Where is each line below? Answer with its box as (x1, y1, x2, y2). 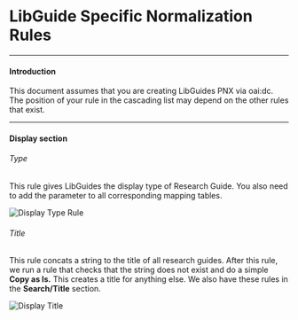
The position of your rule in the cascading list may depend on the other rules (9, 95, 289, 105)
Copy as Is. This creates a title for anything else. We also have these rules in (9, 274, 288, 285)
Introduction (9, 66, 56, 76)
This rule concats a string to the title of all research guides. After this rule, (9, 255, 278, 266)
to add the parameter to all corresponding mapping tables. (9, 190, 223, 200)
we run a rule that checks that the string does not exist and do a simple (9, 264, 269, 276)
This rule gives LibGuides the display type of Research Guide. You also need (9, 180, 288, 191)
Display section (9, 133, 68, 144)
